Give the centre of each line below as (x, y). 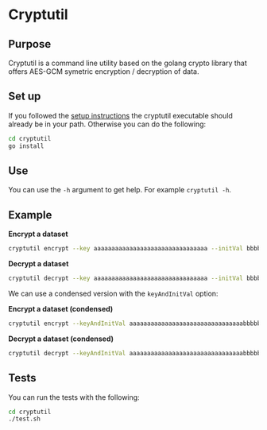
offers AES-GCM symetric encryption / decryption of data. (104, 72)
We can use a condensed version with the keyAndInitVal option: (113, 293)
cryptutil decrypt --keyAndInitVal (67, 353)
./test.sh (25, 419)
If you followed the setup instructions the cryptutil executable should (120, 115)
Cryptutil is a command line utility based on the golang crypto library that (128, 63)
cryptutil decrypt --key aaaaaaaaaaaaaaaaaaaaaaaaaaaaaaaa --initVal (126, 279)
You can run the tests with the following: (74, 397)
